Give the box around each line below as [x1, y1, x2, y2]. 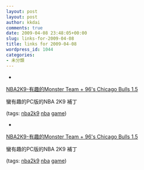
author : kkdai [6, 19, 41, 25]
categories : [6, 52, 35, 58]
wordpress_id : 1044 [6, 47, 54, 53]
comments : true [6, 25, 43, 31]
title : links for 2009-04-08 [6, 41, 77, 47]
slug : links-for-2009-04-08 [6, 36, 75, 41]
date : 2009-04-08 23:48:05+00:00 [6, 30, 87, 36]
